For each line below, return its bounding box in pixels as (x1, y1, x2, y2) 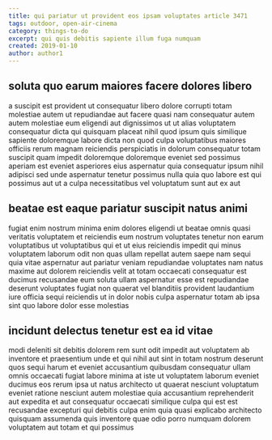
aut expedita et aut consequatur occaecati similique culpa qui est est (8, 397, 238, 407)
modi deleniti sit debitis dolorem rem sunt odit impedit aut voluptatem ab (8, 345, 250, 355)
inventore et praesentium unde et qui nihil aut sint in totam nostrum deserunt (8, 353, 264, 364)
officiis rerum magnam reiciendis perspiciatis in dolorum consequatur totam (8, 143, 261, 154)
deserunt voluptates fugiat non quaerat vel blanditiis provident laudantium (8, 283, 255, 293)
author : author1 (8, 49, 63, 57)
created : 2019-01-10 (8, 42, 79, 50)
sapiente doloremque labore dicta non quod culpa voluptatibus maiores (8, 135, 247, 145)
